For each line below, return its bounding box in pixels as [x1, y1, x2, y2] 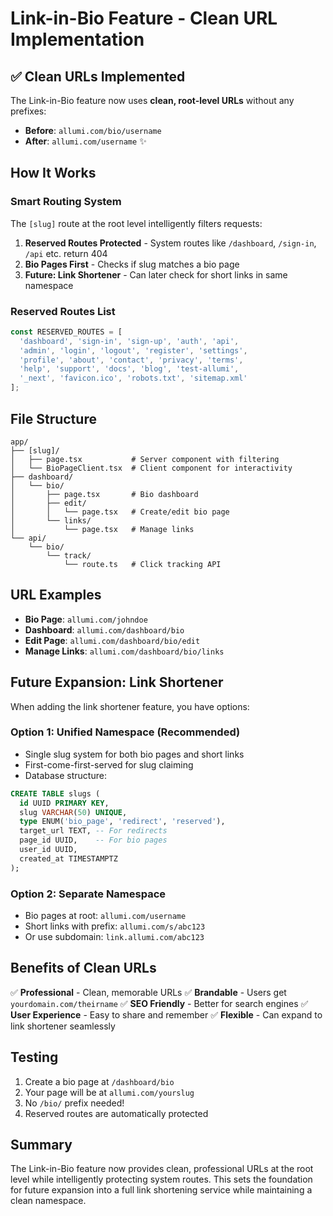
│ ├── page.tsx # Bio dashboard [10, 489, 199, 499]
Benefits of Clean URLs [10, 960, 157, 977]
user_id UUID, [19, 845, 78, 855]
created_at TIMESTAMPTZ [19, 853, 118, 864]
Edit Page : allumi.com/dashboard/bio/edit [24, 634, 201, 646]
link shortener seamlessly [10, 1020, 116, 1032]
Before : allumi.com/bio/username [24, 125, 162, 136]
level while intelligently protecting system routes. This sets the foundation [10, 1173, 313, 1186]
